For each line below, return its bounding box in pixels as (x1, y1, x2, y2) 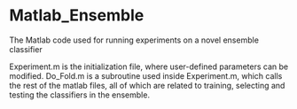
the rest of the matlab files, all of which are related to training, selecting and (9, 80, 285, 90)
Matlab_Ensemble (9, 5, 145, 26)
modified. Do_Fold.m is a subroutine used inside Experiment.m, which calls (9, 70, 283, 81)
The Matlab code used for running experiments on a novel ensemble (9, 35, 260, 45)
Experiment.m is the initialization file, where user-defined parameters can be (9, 61, 289, 72)
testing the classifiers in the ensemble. (9, 90, 151, 100)
